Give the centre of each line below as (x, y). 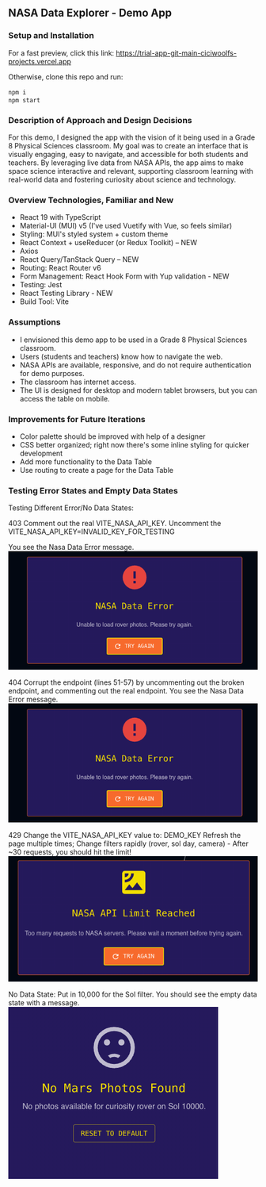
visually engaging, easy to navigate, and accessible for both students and (128, 154)
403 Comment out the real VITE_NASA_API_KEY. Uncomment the (115, 524)
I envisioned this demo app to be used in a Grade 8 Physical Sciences (133, 340)
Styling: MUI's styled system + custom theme (94, 234)
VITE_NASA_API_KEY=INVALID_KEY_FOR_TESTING (92, 532)
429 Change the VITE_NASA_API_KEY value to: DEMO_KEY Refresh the (125, 835)
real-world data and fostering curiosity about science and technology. (122, 179)
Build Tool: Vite (44, 302)
